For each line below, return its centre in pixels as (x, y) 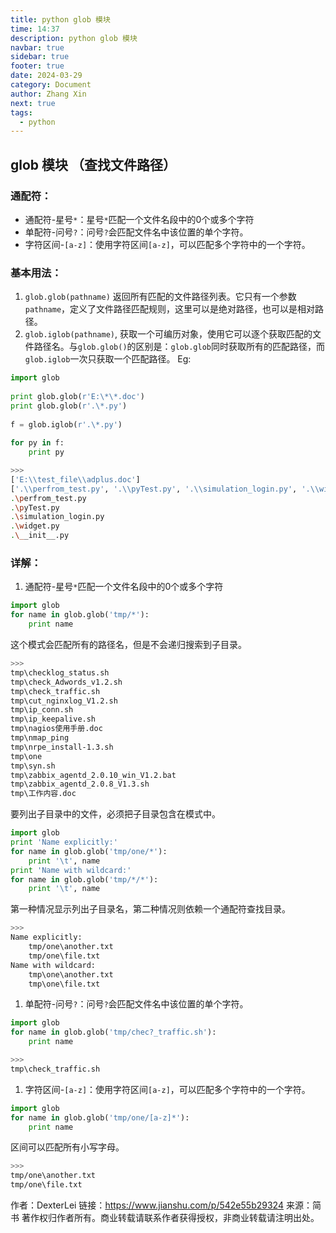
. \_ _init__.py (40, 536)
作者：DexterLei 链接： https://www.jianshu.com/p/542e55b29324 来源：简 (166, 1205)
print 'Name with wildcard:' (71, 870)
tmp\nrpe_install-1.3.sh (62, 747)
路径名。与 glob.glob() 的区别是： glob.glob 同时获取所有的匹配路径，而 (179, 347)
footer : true (37, 66)
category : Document (51, 85)
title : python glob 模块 (60, 19)
